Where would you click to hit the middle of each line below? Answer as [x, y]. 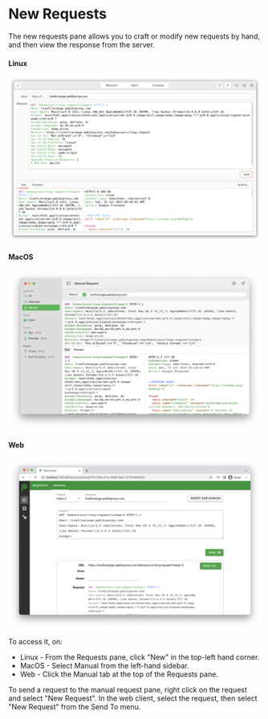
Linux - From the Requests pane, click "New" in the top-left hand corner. [140, 657]
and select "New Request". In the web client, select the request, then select [133, 698]
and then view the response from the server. [81, 44]
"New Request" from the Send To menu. [75, 707]
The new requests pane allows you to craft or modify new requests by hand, [134, 36]
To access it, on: [35, 642]
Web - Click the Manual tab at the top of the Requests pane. [119, 674]
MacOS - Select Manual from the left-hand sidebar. [104, 666]
